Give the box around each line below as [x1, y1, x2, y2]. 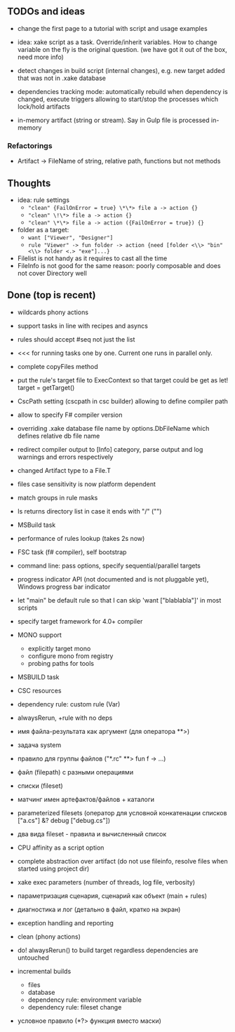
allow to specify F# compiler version [17, 410, 123, 419]
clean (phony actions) [17, 932, 81, 941]
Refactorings [7, 140, 53, 150]
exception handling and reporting [17, 918, 114, 927]
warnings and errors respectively [17, 453, 114, 461]
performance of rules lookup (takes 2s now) [17, 534, 145, 542]
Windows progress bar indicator [17, 582, 111, 591]
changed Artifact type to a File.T [17, 466, 111, 474]
